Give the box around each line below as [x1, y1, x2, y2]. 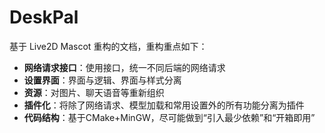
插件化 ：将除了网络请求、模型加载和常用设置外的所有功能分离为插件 [23, 99, 305, 111]
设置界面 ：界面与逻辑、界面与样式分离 [23, 74, 182, 86]
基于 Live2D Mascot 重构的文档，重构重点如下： [9, 40, 208, 52]
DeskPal [9, 6, 79, 29]
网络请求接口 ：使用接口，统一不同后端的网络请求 [23, 61, 226, 73]
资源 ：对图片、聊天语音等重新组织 [23, 86, 165, 98]
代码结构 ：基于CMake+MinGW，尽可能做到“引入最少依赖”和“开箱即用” [23, 111, 316, 123]
